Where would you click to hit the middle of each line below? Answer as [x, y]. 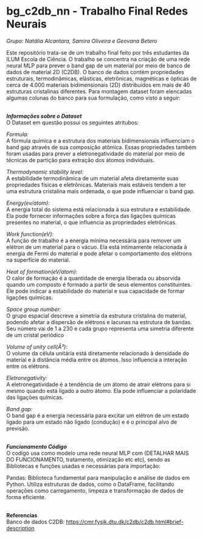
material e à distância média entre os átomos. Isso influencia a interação [97, 359]
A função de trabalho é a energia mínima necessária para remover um [94, 240]
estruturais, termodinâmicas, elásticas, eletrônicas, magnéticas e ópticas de [101, 78]
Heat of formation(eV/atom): [42, 271]
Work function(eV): [30, 234]
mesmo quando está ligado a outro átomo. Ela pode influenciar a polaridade [101, 390]
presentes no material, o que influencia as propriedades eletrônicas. [92, 222]
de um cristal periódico [35, 335]
